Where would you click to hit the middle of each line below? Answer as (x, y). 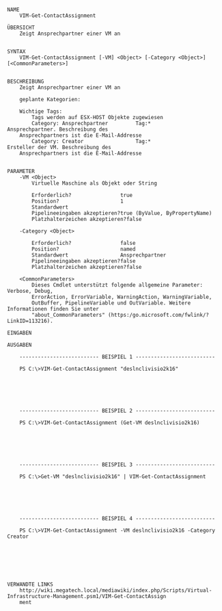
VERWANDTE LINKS (30, 584)
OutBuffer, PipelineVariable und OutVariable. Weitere (111, 303)
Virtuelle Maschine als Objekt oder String (94, 183)
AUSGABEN (19, 345)
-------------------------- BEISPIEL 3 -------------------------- (117, 465)
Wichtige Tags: (41, 112)
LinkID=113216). (30, 321)
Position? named (84, 249)
